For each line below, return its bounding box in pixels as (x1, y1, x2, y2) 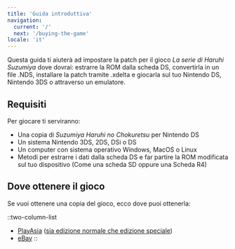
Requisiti (7, 98, 47, 110)
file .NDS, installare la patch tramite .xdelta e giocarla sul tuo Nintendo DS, (7, 71, 222, 79)
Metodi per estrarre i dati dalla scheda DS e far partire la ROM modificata (17, 152, 229, 161)
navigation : (7, 17, 42, 24)
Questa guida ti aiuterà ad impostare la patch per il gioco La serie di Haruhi (7, 55, 224, 64)
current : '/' (13, 23, 52, 30)
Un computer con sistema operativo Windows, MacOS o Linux (17, 145, 198, 154)
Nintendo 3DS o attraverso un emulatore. (7, 78, 126, 86)
